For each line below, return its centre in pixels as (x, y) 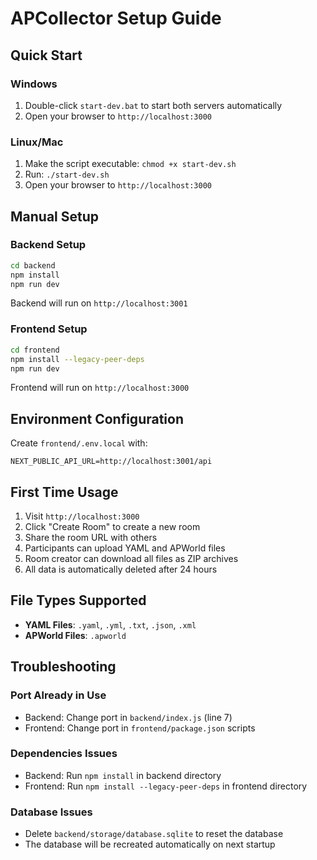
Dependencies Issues (64, 754)
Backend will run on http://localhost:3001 (99, 303)
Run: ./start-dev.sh (67, 174)
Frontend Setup (49, 329)
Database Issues (51, 812)
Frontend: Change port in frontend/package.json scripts (140, 728)
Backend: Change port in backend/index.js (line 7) (128, 717)
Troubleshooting (63, 667)
